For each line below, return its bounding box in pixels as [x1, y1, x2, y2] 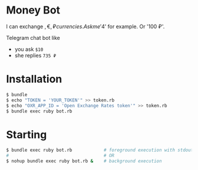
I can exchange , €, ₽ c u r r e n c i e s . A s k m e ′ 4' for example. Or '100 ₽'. [6, 23, 165, 30]
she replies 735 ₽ [14, 52, 57, 59]
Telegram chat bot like [6, 34, 61, 41]
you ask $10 [14, 45, 44, 53]
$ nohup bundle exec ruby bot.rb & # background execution [6, 158, 162, 164]
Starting [6, 128, 47, 141]
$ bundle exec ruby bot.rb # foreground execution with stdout [6, 147, 194, 153]
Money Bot [6, 4, 61, 17]
